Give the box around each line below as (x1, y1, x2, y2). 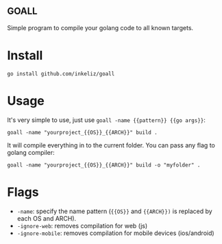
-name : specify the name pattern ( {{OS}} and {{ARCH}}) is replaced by (16, 207, 212, 215)
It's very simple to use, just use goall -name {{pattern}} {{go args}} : (7, 116, 206, 124)
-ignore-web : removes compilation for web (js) (16, 221, 148, 230)
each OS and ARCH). (16, 214, 77, 222)
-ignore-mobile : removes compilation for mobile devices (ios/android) (16, 229, 214, 237)
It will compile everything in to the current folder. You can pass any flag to (7, 141, 216, 149)
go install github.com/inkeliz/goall (7, 70, 115, 77)
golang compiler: (7, 148, 55, 156)
